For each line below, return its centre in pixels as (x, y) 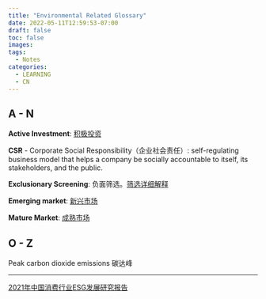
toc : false (26, 38)
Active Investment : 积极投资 (55, 134)
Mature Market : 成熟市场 (49, 218)
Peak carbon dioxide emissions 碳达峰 (70, 263)
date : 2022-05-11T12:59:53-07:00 (63, 23)
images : (21, 45)
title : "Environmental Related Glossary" (78, 15)
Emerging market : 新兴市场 (53, 201)
